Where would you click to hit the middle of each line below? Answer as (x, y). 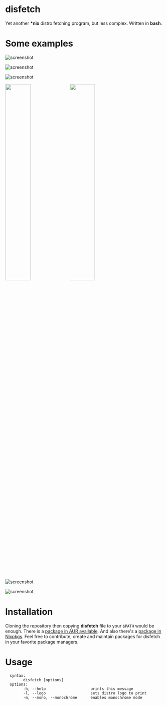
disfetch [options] (44, 680)
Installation (29, 612)
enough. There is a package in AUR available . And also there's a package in (83, 631)
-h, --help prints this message (78, 689)
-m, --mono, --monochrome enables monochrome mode (83, 697)
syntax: (18, 675)
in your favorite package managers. (42, 642)
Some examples (39, 44)
